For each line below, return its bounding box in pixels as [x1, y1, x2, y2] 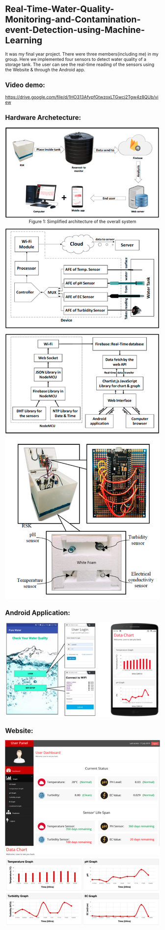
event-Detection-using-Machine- [5, 25, 145, 35]
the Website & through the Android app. [5, 66, 85, 72]
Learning [5, 35, 43, 46]
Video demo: [5, 81, 45, 89]
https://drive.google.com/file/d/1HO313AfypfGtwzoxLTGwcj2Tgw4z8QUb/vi [5, 94, 159, 100]
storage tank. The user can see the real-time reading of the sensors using [5, 61, 155, 67]
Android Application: [5, 609, 70, 617]
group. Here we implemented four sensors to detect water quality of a [5, 56, 146, 62]
